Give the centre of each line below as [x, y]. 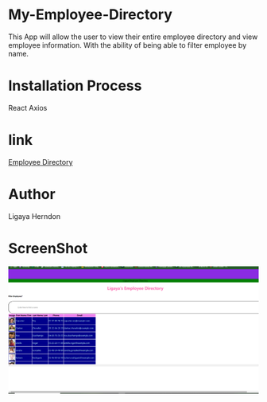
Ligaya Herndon [35, 216]
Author [32, 194]
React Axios [28, 107]
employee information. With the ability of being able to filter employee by [128, 45]
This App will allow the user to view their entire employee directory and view [133, 37]
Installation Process [75, 86]
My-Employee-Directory [91, 15]
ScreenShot [48, 248]
